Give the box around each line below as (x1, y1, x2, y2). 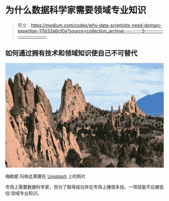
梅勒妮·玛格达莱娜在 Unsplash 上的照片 (5, 173, 86, 179)
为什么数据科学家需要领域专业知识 (5, 5, 147, 16)
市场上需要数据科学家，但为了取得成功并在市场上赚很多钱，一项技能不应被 (5, 184, 159, 190)
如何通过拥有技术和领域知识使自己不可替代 (5, 49, 137, 58)
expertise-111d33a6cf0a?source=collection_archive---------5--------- (17, 28, 163, 34)
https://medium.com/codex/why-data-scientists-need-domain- (31, 22, 162, 28)
